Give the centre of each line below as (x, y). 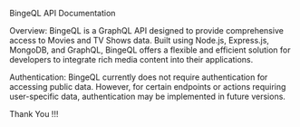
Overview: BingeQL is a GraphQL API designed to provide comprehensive (146, 30)
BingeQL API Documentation (63, 13)
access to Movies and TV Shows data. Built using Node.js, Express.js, (140, 40)
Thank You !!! (34, 114)
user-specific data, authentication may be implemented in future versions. (147, 96)
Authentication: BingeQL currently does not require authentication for (139, 77)
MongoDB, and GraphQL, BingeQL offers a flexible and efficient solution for (150, 50)
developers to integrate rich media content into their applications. (131, 59)
